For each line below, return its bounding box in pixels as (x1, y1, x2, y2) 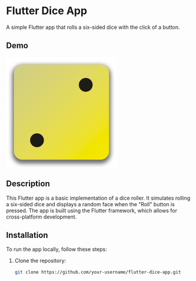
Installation (6, 230, 48, 240)
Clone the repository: (14, 257, 67, 265)
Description (6, 178, 50, 189)
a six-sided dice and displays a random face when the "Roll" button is (6, 200, 175, 207)
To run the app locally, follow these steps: (6, 246, 107, 253)
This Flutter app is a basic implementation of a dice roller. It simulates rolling (6, 194, 191, 201)
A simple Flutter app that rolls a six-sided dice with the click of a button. (6, 24, 181, 31)
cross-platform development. (6, 213, 77, 220)
